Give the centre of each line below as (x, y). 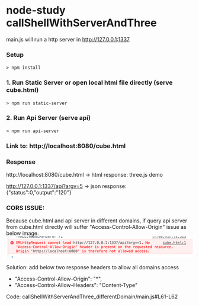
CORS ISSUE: (25, 208)
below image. (23, 233)
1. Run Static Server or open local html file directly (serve (89, 82)
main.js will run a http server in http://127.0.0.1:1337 (68, 39)
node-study (36, 10)
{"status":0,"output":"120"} (39, 193)
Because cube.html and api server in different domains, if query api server (97, 221)
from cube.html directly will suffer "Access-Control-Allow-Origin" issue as (96, 227)
